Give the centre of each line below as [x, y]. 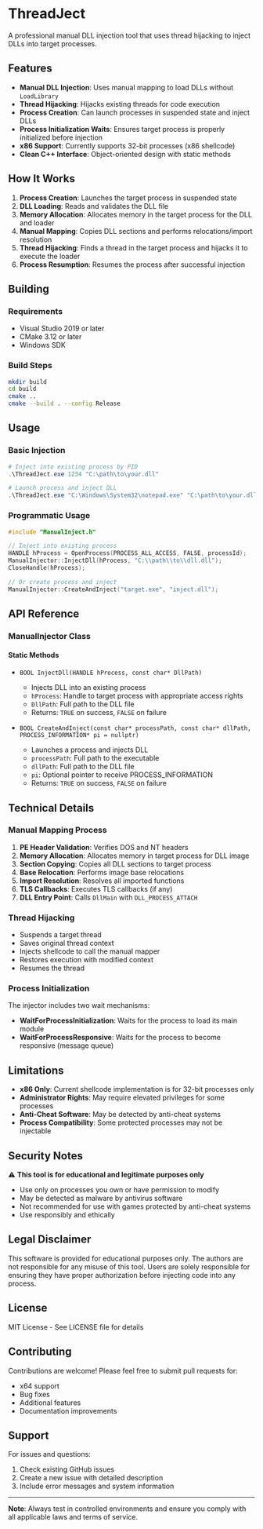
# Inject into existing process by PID [73, 467]
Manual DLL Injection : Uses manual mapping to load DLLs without [126, 87]
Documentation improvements [68, 1410]
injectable [35, 1131]
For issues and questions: [50, 1454]
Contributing [40, 1352]
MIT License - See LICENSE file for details [76, 1326]
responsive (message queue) [67, 1045]
